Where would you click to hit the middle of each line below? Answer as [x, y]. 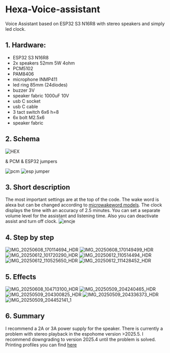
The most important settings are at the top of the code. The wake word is [82, 200]
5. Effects [21, 277]
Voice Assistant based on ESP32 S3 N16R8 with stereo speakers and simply [85, 24]
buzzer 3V [23, 90]
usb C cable [25, 107]
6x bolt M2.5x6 [29, 117]
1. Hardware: [26, 45]
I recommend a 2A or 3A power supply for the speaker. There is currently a [84, 328]
